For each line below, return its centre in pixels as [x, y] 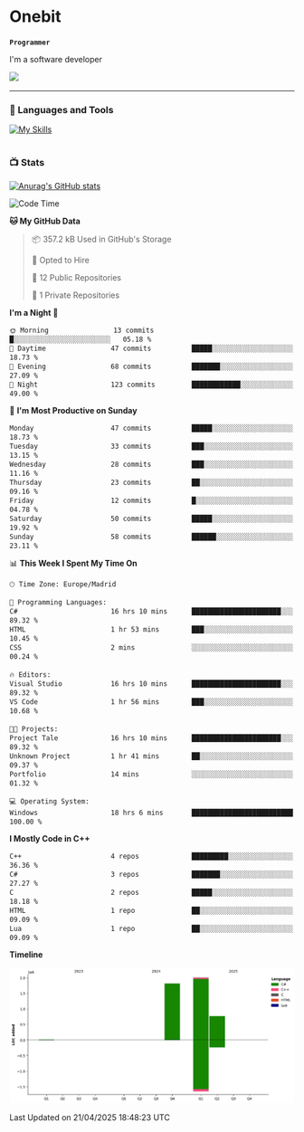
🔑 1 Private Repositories [76, 295]
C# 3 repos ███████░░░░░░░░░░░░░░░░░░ [152, 874]
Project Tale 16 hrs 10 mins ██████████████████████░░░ [152, 738]
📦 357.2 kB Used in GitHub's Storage [101, 239]
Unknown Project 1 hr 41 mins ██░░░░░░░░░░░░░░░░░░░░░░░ [152, 756]
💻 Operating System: [50, 801]
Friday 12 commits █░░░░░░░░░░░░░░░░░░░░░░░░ [152, 500]
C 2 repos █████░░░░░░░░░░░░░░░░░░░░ [152, 892]
